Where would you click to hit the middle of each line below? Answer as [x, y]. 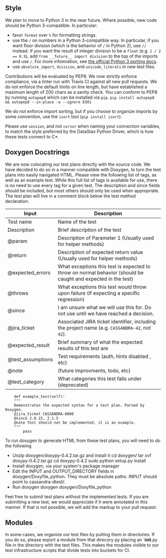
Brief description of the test [89, 230]
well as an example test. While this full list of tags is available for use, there [81, 180]
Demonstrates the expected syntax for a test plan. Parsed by [79, 405]
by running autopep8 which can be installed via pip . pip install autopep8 [80, 97]
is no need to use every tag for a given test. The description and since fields [83, 185]
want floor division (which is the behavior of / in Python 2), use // [79, 45]
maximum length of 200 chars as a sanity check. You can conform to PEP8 [81, 92]
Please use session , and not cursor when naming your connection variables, [83, 126]
